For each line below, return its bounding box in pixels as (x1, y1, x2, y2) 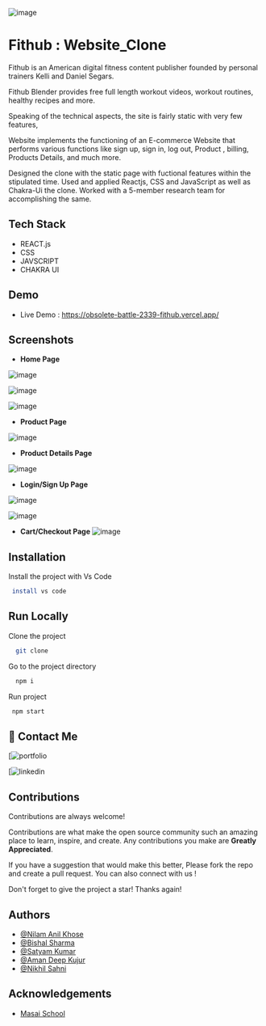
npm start (11, 707, 45, 716)
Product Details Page (19, 449, 93, 458)
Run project (8, 691, 47, 701)
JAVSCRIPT (19, 255, 59, 266)
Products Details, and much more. (8, 152, 122, 162)
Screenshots (8, 332, 74, 347)
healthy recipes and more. (8, 95, 95, 105)
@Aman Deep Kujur (19, 955, 86, 965)
